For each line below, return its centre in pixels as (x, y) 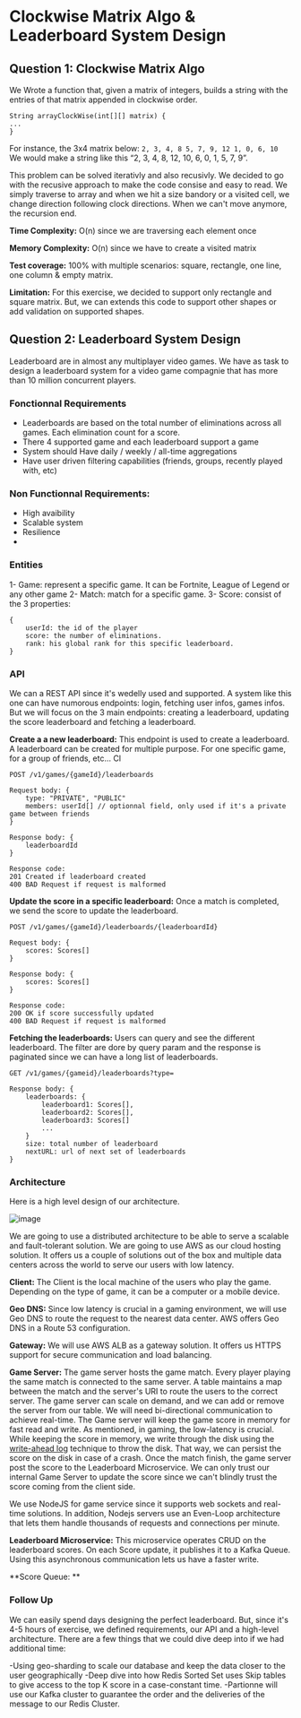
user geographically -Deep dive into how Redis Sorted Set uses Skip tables (148, 1675)
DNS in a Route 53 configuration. (70, 1328)
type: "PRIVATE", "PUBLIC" (76, 799)
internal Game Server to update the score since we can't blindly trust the (143, 1477)
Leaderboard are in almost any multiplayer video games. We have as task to (149, 361)
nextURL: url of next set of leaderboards (106, 1152)
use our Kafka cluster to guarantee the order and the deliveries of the (138, 1694)
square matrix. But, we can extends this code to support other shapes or (143, 302)
